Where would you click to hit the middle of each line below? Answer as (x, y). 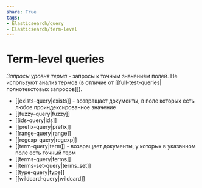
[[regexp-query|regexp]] (46, 140)
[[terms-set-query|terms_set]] (53, 166)
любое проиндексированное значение (65, 107)
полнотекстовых (28, 89)
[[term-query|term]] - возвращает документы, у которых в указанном (105, 146)
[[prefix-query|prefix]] (43, 127)
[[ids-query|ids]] (36, 120)
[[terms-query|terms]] (43, 159)
